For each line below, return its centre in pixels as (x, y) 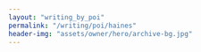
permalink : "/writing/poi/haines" (73, 26)
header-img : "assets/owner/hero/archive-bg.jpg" (100, 33)
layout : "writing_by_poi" (56, 17)
